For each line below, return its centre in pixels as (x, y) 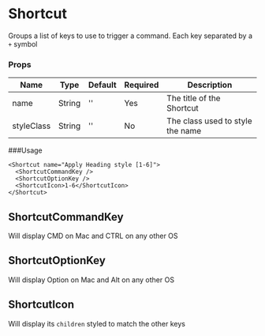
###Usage (26, 150)
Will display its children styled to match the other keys (97, 323)
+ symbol (23, 43)
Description (210, 85)
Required (142, 85)
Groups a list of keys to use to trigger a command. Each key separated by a (131, 36)
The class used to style (209, 121)
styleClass (32, 126)
